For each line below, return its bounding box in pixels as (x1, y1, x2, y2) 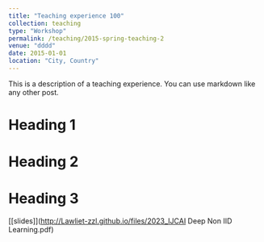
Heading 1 (8, 116, 77, 134)
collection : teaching (8, 19, 82, 27)
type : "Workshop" (8, 27, 67, 35)
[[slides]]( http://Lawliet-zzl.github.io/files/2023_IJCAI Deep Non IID (8, 216, 233, 226)
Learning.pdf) (8, 225, 54, 235)
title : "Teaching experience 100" (8, 11, 125, 20)
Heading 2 (8, 152, 79, 171)
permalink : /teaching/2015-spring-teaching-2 (8, 34, 164, 43)
